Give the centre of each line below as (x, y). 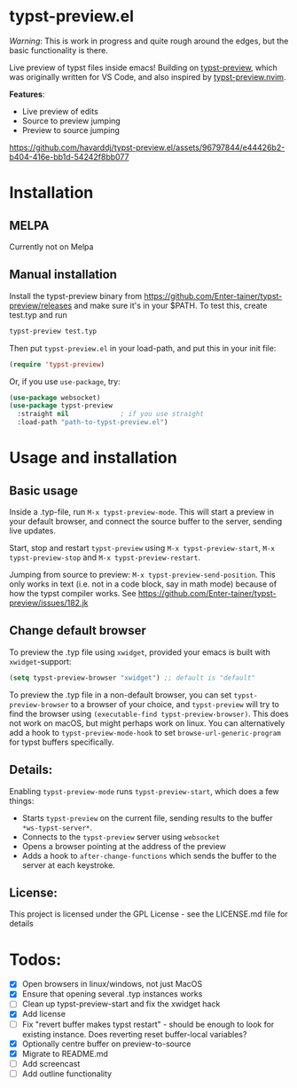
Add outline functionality (67, 1073)
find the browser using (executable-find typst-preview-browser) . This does (149, 714)
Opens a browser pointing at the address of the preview (124, 846)
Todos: (35, 959)
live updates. (32, 531)
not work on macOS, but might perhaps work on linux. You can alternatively (147, 723)
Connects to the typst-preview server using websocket (121, 837)
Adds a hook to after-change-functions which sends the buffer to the (149, 855)
